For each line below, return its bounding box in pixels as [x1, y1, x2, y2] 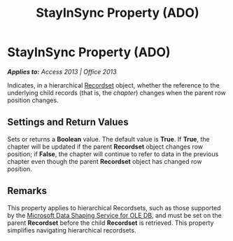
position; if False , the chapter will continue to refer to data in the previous [7, 149, 219, 158]
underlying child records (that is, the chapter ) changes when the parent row [7, 88, 226, 97]
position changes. [7, 96, 59, 104]
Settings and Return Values [7, 116, 129, 128]
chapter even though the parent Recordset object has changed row [7, 157, 202, 165]
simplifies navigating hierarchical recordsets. [7, 226, 136, 234]
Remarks [7, 185, 48, 197]
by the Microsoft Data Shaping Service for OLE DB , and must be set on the [7, 211, 222, 219]
